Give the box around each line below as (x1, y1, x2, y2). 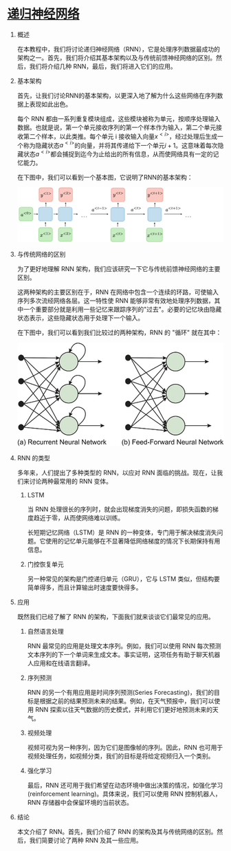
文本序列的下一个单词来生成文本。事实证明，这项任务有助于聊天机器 (27, 651, 221, 659)
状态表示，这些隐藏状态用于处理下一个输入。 (16, 314, 144, 322)
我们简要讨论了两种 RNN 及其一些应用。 (29, 837, 142, 845)
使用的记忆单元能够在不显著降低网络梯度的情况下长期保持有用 (45, 537, 221, 546)
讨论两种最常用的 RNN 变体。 (29, 477, 112, 486)
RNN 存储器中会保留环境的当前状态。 (27, 799, 133, 807)
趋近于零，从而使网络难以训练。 (33, 514, 124, 522)
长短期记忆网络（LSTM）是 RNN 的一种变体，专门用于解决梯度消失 (27, 528, 218, 537)
